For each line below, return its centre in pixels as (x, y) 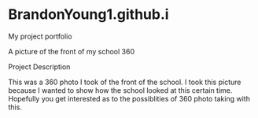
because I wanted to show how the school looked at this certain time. (120, 90)
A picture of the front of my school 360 (72, 51)
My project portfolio (40, 36)
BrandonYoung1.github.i (88, 15)
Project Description (39, 66)
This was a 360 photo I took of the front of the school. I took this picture (125, 82)
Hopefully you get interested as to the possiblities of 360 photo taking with (129, 98)
